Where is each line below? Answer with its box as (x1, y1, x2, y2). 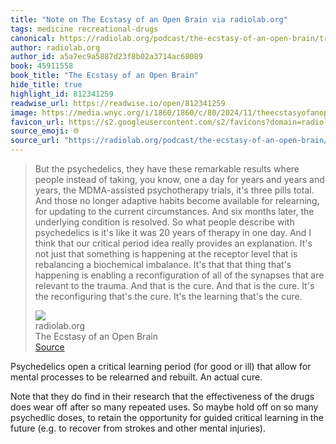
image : (10, 107, 38, 118)
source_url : (10, 136, 60, 146)
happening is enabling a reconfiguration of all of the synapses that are (34, 269, 325, 281)
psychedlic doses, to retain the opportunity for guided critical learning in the (10, 412, 324, 423)
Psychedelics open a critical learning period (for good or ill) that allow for (10, 361, 312, 372)
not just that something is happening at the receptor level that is (34, 248, 298, 260)
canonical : (10, 33, 56, 43)
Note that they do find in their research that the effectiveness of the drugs (10, 391, 315, 402)
